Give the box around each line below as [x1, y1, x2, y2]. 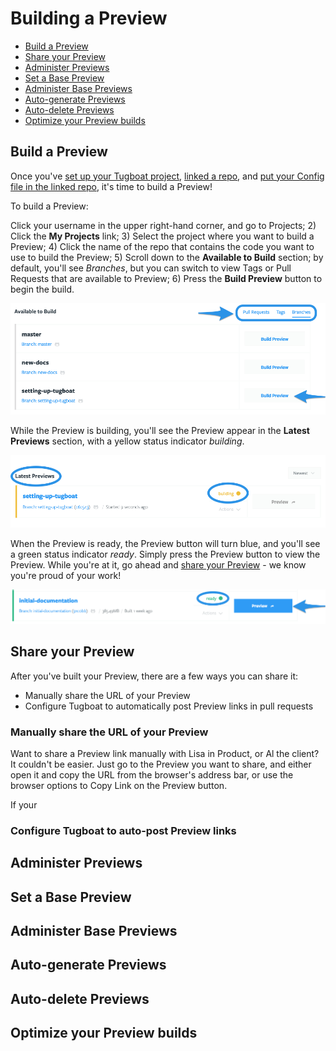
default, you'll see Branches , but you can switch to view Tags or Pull [10, 262, 292, 274]
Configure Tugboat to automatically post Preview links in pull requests [24, 700, 314, 712]
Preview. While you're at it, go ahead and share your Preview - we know [10, 559, 307, 571]
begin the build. [10, 283, 75, 295]
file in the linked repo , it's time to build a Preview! [10, 180, 213, 192]
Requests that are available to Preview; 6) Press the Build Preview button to [10, 272, 323, 284]
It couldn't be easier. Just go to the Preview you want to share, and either [10, 758, 312, 770]
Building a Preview [10, 7, 168, 30]
